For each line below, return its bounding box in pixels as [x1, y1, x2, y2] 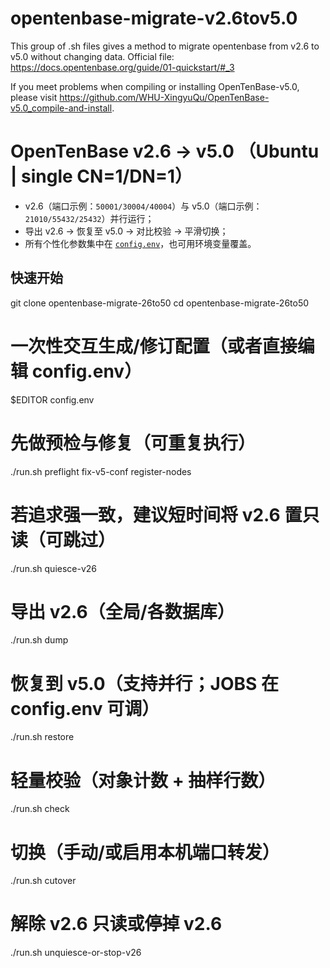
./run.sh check [10, 803, 70, 815]
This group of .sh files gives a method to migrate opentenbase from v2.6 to [10, 40, 320, 52]
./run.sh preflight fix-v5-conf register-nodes [10, 465, 192, 477]
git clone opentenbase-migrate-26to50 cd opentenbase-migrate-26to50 [10, 297, 310, 309]
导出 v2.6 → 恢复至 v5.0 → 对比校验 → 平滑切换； [24, 225, 229, 237]
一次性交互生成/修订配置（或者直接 [10, 335, 298, 357]
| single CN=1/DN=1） [10, 165, 193, 188]
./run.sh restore [10, 731, 75, 743]
